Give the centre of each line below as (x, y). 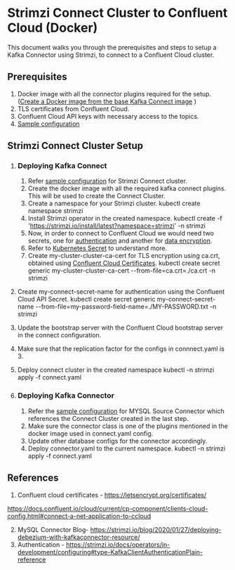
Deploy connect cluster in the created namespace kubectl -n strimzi (116, 370)
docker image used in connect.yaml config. (90, 433)
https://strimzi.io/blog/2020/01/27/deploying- (156, 529)
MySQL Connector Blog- (53, 529)
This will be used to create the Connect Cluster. (96, 196)
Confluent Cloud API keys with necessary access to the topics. (108, 116)
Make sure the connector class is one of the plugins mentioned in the (128, 426)
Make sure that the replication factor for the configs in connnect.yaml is (121, 349)
